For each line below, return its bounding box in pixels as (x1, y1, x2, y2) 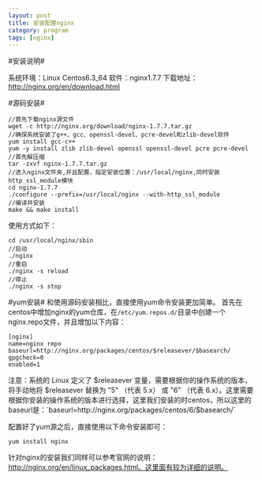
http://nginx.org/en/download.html (8, 82, 121, 92)
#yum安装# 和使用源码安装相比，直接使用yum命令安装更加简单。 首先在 (8, 297, 243, 307)
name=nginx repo (8, 340, 62, 348)
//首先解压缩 (8, 153, 45, 161)
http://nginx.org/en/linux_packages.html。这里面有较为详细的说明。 (8, 463, 229, 472)
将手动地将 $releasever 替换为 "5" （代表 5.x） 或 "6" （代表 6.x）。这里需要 (8, 385, 254, 395)
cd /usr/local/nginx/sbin (8, 236, 93, 245)
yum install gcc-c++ (8, 138, 77, 146)
